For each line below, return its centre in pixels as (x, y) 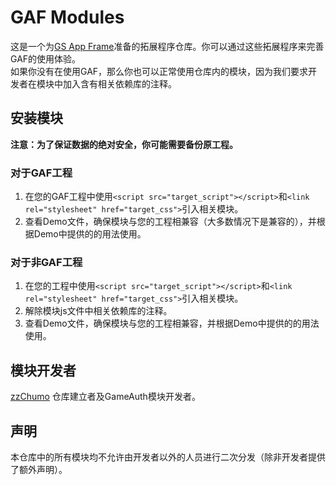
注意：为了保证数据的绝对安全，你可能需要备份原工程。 (124, 144)
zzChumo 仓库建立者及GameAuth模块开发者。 (105, 397)
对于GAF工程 (41, 173)
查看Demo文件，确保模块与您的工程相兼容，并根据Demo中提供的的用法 (172, 323)
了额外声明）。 (39, 469)
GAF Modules (67, 17)
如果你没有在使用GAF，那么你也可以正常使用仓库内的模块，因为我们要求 (159, 71)
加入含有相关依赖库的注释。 (119, 83)
